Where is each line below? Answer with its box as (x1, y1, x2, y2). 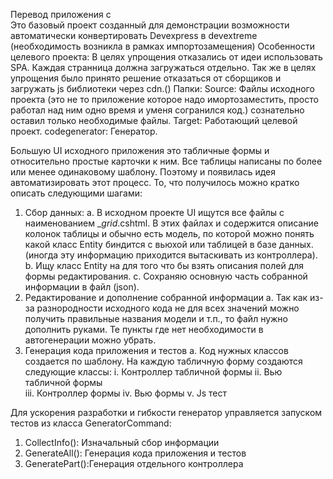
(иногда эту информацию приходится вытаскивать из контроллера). (24, 249, 318, 261)
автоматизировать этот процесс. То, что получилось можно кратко (10, 177, 300, 188)
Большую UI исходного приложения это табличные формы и (10, 145, 270, 156)
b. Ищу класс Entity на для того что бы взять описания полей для (24, 260, 305, 271)
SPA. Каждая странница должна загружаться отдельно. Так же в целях (10, 62, 317, 73)
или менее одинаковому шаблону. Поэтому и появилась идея (10, 166, 276, 178)
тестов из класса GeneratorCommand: (10, 417, 172, 429)
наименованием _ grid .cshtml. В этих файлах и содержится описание (24, 217, 319, 229)
